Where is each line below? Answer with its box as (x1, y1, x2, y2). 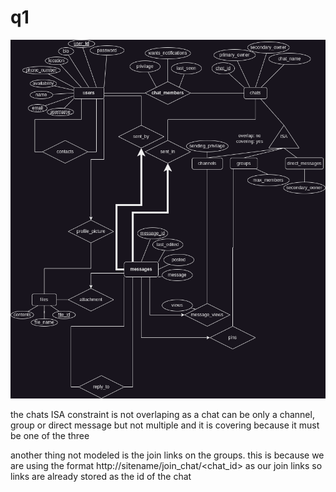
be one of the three (10, 430, 90, 442)
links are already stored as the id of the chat (10, 471, 192, 483)
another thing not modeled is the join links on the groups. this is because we (10, 449, 325, 461)
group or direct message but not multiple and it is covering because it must (10, 419, 320, 431)
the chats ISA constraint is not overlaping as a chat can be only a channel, (10, 409, 315, 421)
